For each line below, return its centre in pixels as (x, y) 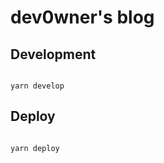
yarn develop (37, 86)
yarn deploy (35, 148)
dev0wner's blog (82, 17)
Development (53, 54)
